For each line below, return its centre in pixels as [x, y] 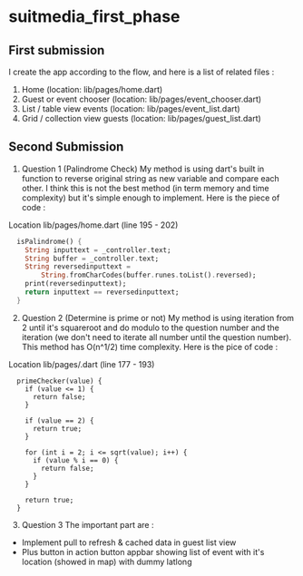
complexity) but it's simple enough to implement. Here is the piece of [151, 198]
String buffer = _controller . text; [92, 259]
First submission [57, 50]
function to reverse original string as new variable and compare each [151, 178]
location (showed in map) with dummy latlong [107, 561]
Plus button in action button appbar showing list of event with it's [143, 552]
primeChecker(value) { [59, 381]
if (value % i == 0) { [75, 460]
